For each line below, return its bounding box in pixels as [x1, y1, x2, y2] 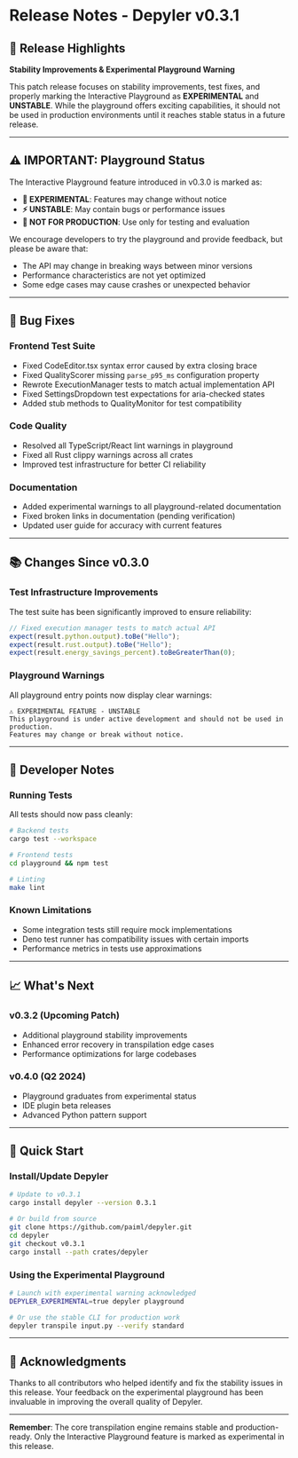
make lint [9, 883, 46, 892]
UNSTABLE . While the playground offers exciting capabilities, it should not [9, 100, 281, 111]
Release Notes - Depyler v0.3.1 [9, 5, 239, 26]
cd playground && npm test [9, 858, 109, 868]
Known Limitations [9, 904, 92, 917]
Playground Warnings [9, 669, 105, 682]
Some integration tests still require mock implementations [21, 924, 232, 934]
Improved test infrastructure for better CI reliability [21, 459, 207, 469]
